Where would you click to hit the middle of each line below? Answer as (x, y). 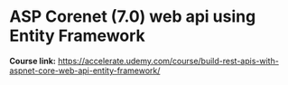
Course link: (33, 61)
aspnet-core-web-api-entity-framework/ (85, 71)
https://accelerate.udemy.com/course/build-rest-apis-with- (168, 61)
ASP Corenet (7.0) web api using (133, 17)
